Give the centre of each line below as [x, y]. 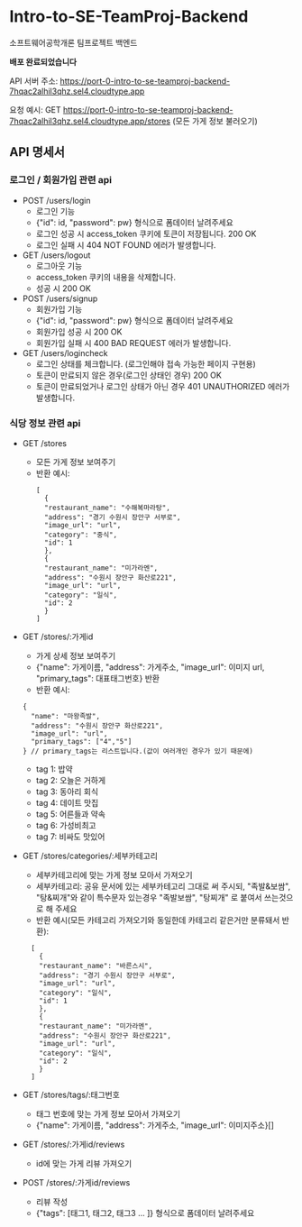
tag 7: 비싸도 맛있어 [70, 837]
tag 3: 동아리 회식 [67, 792]
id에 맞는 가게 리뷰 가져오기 [84, 1163]
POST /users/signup [60, 298]
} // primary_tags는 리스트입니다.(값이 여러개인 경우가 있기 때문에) [138, 751]
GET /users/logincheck [65, 353]
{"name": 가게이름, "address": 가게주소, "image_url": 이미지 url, [150, 667]
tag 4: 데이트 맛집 [67, 802]
